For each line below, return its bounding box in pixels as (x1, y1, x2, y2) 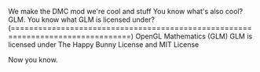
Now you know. (8, 55, 58, 64)
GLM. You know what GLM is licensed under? (8, 15, 156, 24)
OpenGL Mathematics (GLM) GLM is (135, 31, 253, 41)
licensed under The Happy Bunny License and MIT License (8, 40, 200, 49)
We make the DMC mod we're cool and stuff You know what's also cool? (8, 7, 244, 16)
